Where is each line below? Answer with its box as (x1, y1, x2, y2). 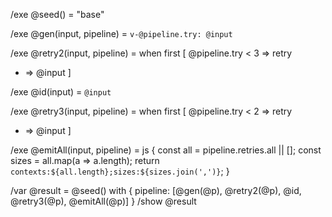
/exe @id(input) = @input (10, 86, 112, 98)
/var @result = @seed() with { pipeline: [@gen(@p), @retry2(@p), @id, (10, 185, 302, 196)
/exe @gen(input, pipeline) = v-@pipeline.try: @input (10, 28, 233, 39)
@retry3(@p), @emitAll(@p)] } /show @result (10, 195, 197, 207)
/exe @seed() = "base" (10, 9, 105, 20)
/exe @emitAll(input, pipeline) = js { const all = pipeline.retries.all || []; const (10, 144, 322, 156)
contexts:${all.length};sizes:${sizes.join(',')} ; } (10, 165, 230, 177)
